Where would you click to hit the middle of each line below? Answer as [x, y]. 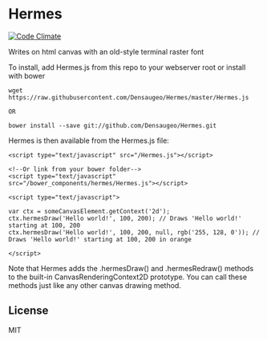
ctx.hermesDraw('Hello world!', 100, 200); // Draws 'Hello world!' [125, 218]
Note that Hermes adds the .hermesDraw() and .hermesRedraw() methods [131, 268]
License [28, 311]
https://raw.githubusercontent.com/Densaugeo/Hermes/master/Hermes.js [129, 97]
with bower [27, 75]
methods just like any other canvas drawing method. [95, 285]
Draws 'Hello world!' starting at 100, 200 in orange [100, 239]
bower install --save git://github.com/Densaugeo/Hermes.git [113, 125]
